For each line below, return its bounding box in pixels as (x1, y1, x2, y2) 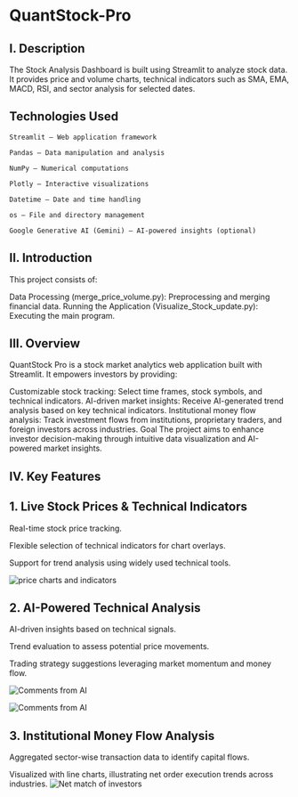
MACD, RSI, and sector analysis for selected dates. (9, 84, 196, 94)
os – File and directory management (9, 210, 145, 219)
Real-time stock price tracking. (9, 523, 123, 533)
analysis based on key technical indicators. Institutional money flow (9, 405, 256, 416)
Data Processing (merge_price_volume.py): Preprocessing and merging (9, 291, 270, 302)
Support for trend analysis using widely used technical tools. (9, 557, 231, 568)
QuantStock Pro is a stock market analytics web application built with (9, 360, 262, 370)
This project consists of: (9, 273, 98, 285)
